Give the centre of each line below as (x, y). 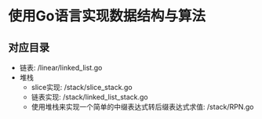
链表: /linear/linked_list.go (61, 68)
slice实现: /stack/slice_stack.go (82, 87)
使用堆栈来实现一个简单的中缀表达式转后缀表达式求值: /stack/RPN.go (142, 107)
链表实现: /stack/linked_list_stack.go (89, 97)
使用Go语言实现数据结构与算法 (107, 16)
